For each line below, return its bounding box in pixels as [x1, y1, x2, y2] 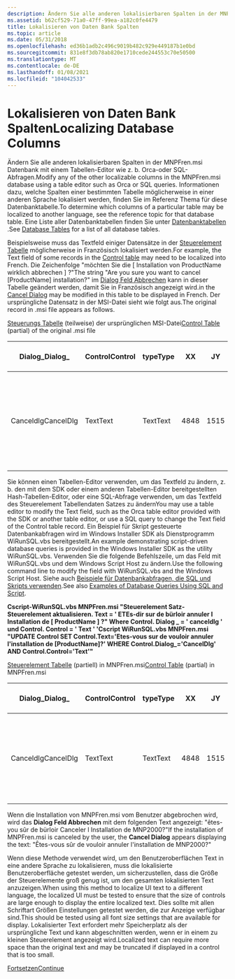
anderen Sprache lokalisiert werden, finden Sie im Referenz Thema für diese [7, 195, 227, 203]
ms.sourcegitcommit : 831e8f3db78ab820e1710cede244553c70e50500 [7, 50, 196, 57]
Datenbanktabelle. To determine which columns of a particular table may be [7, 203, 224, 211]
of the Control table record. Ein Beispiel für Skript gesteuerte [7, 522, 182, 531]
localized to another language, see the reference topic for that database [7, 210, 215, 219]
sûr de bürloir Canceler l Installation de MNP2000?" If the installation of [20, 826, 224, 834]
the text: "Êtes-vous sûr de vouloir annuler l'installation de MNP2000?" [7, 841, 212, 849]
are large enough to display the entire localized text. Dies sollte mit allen [7, 899, 215, 907]
